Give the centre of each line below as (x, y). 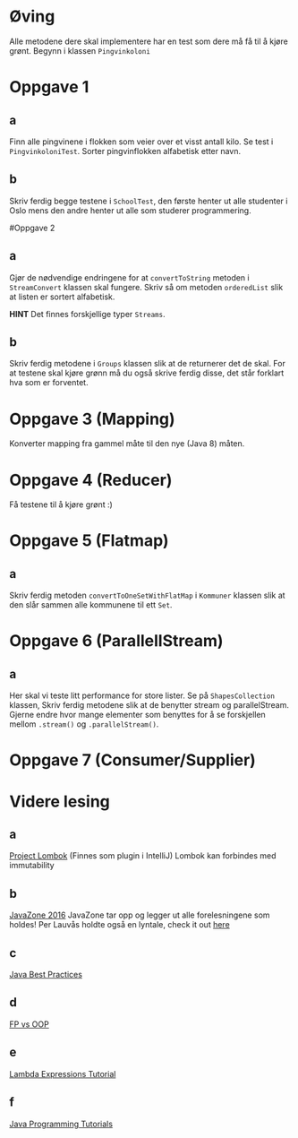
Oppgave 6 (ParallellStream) (116, 641)
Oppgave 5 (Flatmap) (89, 541)
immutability (32, 866)
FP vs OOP (29, 1024)
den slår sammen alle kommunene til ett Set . (91, 605)
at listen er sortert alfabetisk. (62, 297)
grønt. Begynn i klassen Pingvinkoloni (80, 50)
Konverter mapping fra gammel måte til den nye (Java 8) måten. (127, 444)
